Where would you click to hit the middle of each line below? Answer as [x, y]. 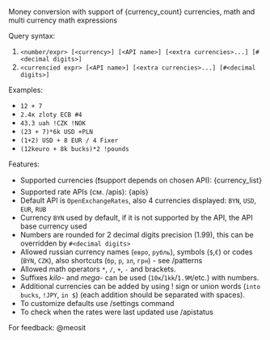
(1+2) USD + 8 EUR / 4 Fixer [69, 141]
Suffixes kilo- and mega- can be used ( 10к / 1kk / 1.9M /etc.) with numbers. [139, 277]
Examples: [25, 90]
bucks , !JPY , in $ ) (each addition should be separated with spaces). [132, 295]
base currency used [53, 226]
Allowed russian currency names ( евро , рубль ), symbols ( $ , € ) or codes [136, 252]
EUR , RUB [33, 209]
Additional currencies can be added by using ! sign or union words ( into [140, 286]
